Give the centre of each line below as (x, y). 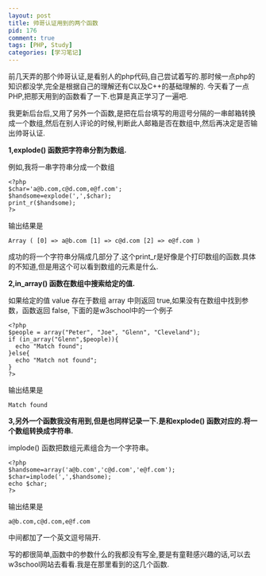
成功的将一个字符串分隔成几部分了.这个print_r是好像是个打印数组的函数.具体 (132, 257)
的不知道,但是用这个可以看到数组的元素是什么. (83, 266)
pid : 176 (23, 30)
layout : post (30, 16)
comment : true (32, 38)
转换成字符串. (51, 431)
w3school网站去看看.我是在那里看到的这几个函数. (89, 564)
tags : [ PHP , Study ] (40, 45)
